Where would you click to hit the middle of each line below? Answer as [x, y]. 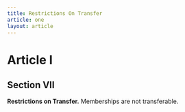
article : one [26, 20]
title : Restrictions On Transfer [55, 13]
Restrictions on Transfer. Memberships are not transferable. [93, 101]
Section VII [31, 85]
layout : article [30, 26]
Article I [30, 60]
